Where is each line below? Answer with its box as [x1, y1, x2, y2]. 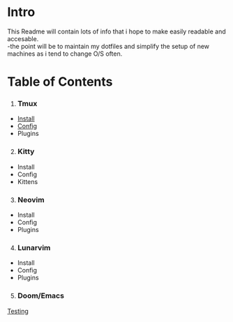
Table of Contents [7, 74, 113, 90]
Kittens [17, 177, 38, 185]
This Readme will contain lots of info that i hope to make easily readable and [7, 27, 226, 36]
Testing [7, 307, 29, 315]
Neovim [17, 194, 45, 204]
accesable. [7, 34, 39, 43]
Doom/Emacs [17, 291, 65, 300]
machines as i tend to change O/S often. [7, 49, 123, 58]
